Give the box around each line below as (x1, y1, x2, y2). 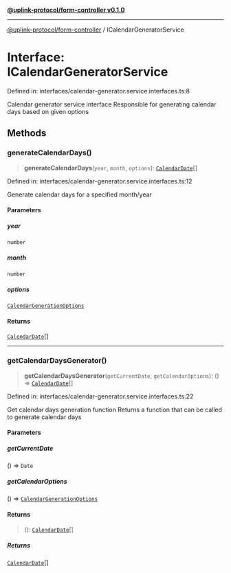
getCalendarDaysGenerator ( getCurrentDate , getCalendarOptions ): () (23, 371, 219, 380)
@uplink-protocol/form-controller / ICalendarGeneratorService (7, 25, 184, 34)
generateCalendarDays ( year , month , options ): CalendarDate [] (23, 164, 198, 172)
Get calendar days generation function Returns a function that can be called (7, 405, 222, 414)
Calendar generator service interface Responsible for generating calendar (7, 100, 217, 109)
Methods (7, 127, 47, 139)
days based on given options (7, 107, 89, 115)
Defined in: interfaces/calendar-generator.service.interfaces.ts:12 (7, 177, 192, 185)
